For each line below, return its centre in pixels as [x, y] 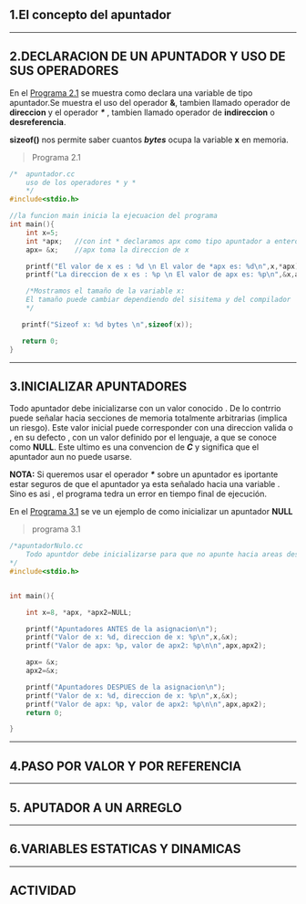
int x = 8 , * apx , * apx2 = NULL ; [79, 612]
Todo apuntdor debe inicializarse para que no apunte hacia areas [154, 555]
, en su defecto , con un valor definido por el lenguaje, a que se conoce [143, 438]
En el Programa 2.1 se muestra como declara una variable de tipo [131, 93]
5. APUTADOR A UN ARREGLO [96, 808]
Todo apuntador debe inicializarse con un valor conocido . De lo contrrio [145, 409]
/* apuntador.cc [42, 174]
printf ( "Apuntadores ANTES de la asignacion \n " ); [122, 629]
